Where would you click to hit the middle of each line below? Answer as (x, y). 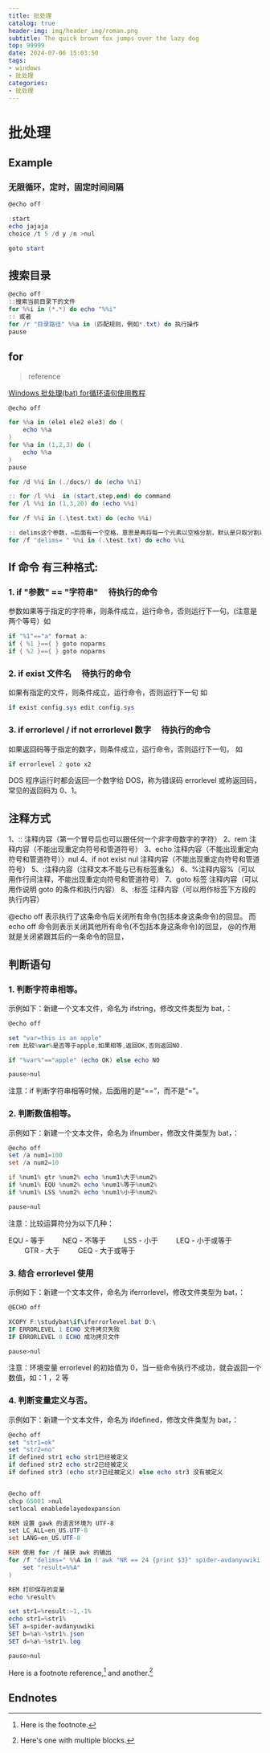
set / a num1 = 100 (35, 1155)
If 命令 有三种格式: (53, 567)
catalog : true (32, 23)
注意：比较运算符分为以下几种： (61, 1223)
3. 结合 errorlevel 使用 (51, 1273)
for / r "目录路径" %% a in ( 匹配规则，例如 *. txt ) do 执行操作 (104, 324)
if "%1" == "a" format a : (48, 637)
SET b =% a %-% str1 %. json (46, 1634)
